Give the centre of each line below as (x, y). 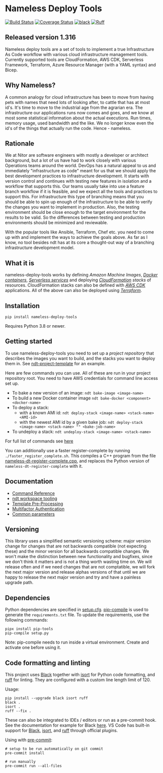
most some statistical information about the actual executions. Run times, (78, 118)
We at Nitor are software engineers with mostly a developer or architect (77, 155)
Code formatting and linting (48, 663)
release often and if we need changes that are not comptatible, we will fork (80, 567)
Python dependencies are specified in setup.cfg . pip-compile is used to (77, 610)
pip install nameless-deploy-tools (41, 317)
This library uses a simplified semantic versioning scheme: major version (78, 541)
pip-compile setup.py (27, 633)
